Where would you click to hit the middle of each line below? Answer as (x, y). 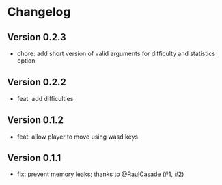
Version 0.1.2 (35, 120)
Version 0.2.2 (37, 82)
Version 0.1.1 (34, 158)
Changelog (39, 12)
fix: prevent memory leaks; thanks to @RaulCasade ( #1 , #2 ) (100, 174)
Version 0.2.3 (37, 37)
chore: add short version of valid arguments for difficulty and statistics (116, 53)
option (26, 61)
